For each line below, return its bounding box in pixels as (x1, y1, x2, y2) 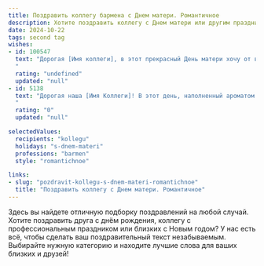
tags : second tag (8, 33, 65, 42)
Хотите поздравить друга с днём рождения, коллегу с (8, 215, 191, 224)
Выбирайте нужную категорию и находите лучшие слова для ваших (8, 240, 237, 250)
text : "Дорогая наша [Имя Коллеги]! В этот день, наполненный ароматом (15, 92, 255, 100)
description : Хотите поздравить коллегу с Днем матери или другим (8, 19, 230, 27)
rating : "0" (15, 107, 55, 115)
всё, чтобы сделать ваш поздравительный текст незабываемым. (8, 232, 226, 242)
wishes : (8, 41, 34, 49)
